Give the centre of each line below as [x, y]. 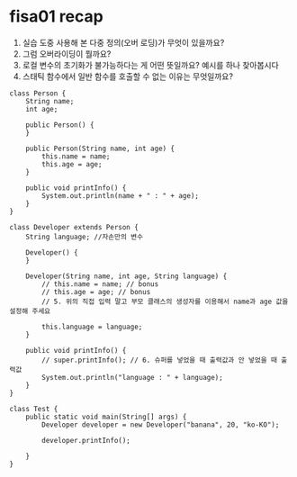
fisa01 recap [56, 17]
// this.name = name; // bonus [100, 284]
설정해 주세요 [30, 311]
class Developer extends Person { [74, 227]
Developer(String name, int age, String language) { [126, 276]
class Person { [38, 93]
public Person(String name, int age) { [100, 148]
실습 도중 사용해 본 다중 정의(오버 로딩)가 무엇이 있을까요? [123, 42]
